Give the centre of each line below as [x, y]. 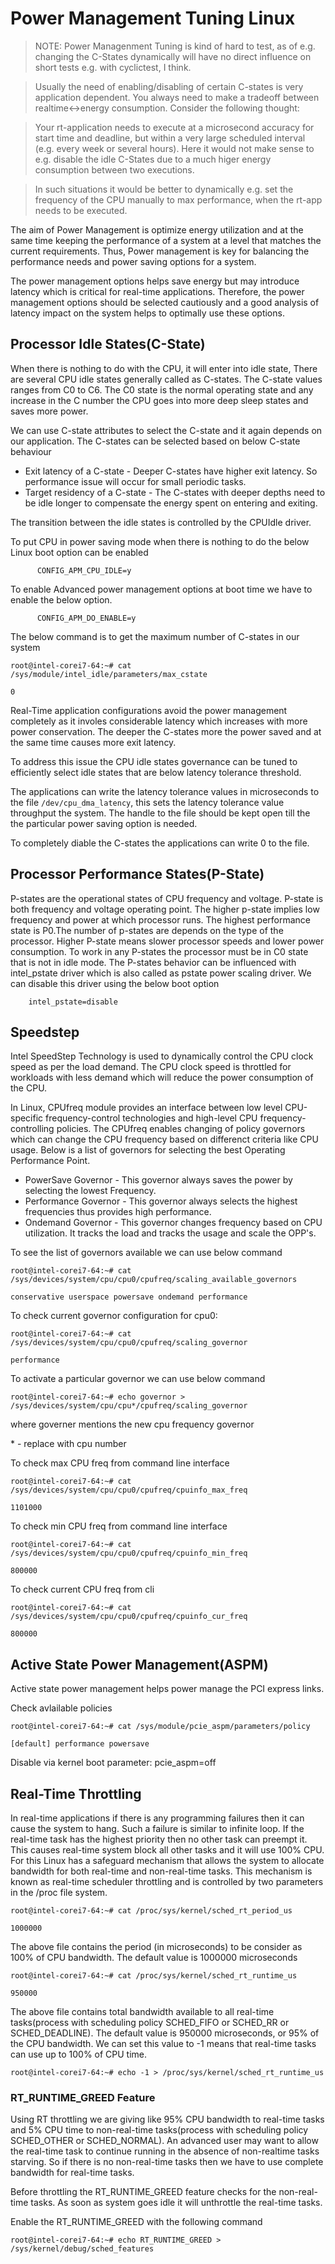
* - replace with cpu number [68, 1444]
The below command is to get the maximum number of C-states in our [155, 636]
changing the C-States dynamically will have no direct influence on [173, 56]
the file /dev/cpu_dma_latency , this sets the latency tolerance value [147, 802]
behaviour [31, 451]
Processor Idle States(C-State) [108, 344]
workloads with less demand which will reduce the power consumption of [162, 1078]
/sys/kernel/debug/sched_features [82, 2249]
